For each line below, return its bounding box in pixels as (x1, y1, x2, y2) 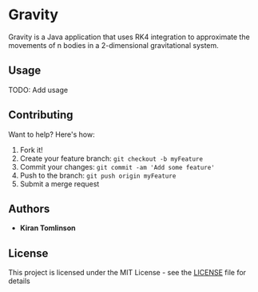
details (8, 276, 30, 286)
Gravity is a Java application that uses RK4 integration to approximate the (8, 32, 250, 42)
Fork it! (19, 145, 44, 154)
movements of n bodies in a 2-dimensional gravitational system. (8, 40, 220, 50)
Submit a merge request (19, 178, 100, 189)
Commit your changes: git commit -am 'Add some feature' (19, 162, 216, 171)
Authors (8, 202, 50, 215)
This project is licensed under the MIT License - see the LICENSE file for (8, 268, 246, 278)
